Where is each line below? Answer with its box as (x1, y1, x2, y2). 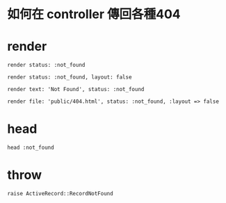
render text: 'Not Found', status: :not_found (7, 86, 145, 93)
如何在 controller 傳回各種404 (7, 6, 181, 22)
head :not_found (7, 144, 54, 152)
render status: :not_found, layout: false (7, 74, 132, 81)
